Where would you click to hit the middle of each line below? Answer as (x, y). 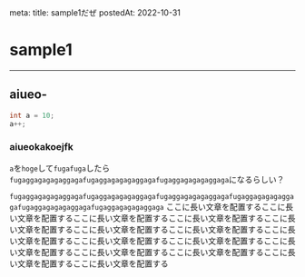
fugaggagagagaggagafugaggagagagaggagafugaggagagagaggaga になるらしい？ (147, 179)
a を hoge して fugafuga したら (60, 168)
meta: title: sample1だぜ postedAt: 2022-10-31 (95, 13)
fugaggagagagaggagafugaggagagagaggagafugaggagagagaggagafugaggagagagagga (152, 196)
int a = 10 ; (32, 115)
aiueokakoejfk (42, 147)
